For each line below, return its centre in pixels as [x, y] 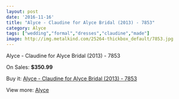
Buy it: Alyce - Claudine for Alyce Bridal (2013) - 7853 [72, 78]
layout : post [22, 11]
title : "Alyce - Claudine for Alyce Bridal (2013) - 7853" [81, 22]
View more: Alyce [28, 90]
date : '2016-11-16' [30, 17]
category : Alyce [26, 28]
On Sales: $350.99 [30, 67]
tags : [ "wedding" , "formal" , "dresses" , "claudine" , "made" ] [78, 34]
